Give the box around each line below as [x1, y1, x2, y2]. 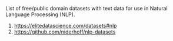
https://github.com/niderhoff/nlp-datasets [14, 28, 116, 35]
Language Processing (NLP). [5, 11, 75, 18]
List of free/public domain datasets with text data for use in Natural [5, 5, 168, 12]
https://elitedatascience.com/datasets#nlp [14, 23, 117, 29]
